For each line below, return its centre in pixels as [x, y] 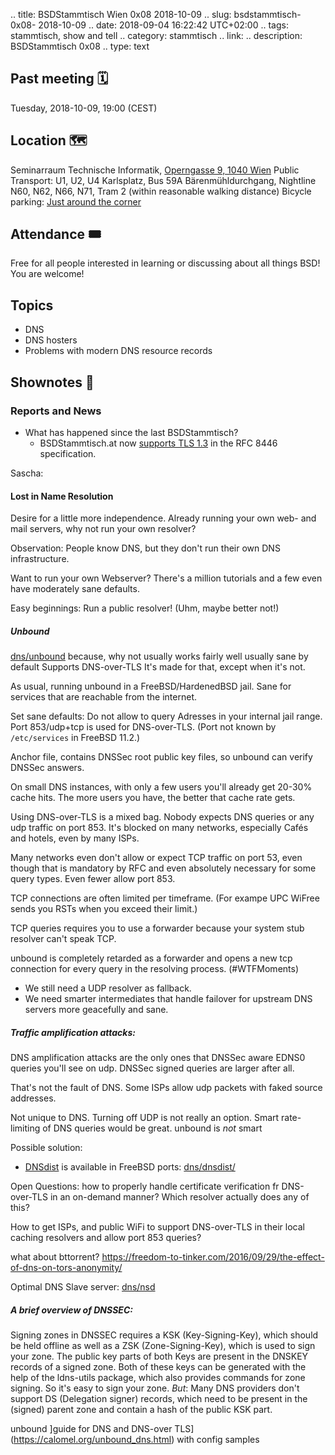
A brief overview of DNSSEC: [71, 1310]
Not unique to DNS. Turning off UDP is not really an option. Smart [145, 1118]
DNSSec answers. [47, 768]
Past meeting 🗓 [59, 79]
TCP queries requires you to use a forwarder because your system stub [157, 928]
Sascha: [27, 473]
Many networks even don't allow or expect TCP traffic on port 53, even [156, 858]
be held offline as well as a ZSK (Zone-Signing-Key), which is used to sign [163, 1346]
